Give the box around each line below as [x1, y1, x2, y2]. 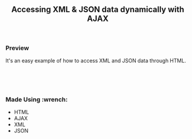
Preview [5, 44, 29, 52]
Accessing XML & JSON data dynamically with [11, 5, 185, 15]
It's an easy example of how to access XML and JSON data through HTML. [5, 57, 187, 64]
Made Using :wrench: [5, 96, 68, 104]
